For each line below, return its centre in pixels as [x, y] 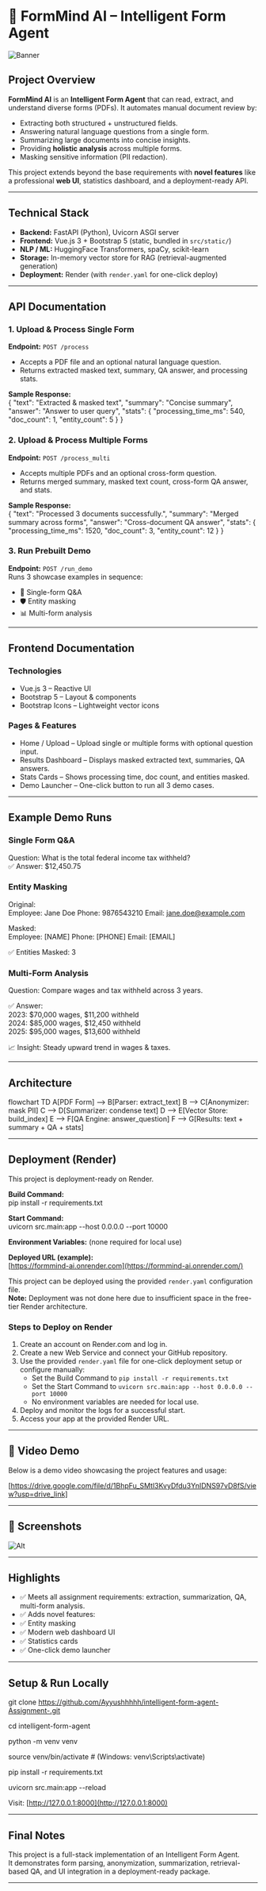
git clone [23, 1702]
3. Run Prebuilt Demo [49, 551]
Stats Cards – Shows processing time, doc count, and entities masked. [135, 777]
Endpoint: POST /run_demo [50, 568]
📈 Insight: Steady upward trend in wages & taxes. [89, 1048]
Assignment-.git [34, 1711]
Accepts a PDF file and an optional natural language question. [120, 362]
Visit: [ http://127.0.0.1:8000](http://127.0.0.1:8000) [88, 1803]
